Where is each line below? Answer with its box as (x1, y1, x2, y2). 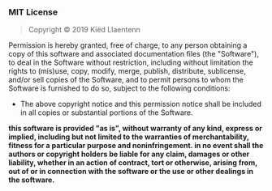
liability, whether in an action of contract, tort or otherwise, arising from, (8, 158, 257, 168)
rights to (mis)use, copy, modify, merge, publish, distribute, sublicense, (8, 66, 246, 76)
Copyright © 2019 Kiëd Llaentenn (28, 25, 140, 35)
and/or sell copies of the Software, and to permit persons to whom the (8, 75, 244, 85)
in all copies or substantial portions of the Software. (19, 108, 193, 117)
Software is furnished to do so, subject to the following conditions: (8, 83, 231, 93)
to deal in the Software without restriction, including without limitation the (8, 57, 253, 67)
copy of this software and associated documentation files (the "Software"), (8, 49, 260, 59)
